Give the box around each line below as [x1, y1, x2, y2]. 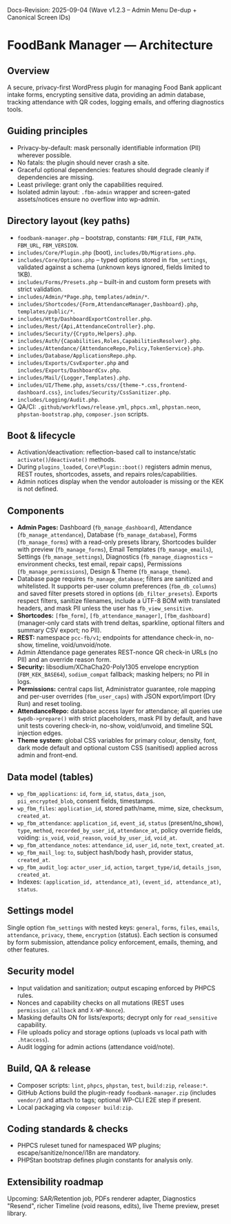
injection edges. [17, 729, 63, 737]
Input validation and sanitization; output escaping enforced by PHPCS [17, 983, 216, 992]
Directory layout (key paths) [7, 215, 130, 227]
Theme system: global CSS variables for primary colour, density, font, [17, 736, 217, 745]
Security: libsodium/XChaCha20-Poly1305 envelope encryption [17, 663, 199, 671]
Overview [7, 65, 50, 77]
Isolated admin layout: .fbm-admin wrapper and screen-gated [17, 187, 191, 196]
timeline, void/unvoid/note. [35, 641, 112, 649]
